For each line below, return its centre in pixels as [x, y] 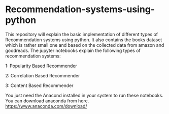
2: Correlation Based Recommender [43, 75]
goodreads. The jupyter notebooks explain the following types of [73, 50]
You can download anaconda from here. [47, 101]
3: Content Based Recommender [39, 85]
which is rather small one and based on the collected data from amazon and [85, 45]
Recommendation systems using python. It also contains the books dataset [84, 40]
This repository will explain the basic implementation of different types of [82, 34]
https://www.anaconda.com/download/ [46, 106]
